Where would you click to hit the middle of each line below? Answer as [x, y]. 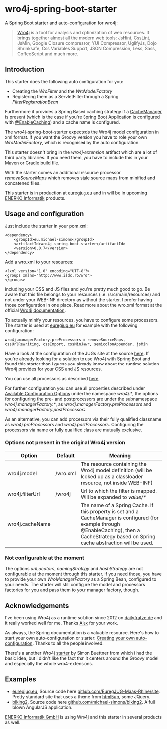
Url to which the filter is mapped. [118, 491]
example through [100, 524]
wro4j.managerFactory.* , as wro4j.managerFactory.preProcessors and [78, 404]
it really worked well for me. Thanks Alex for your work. [62, 623]
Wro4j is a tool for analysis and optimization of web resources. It [83, 32]
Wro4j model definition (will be [116, 470]
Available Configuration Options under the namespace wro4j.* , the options [82, 393]
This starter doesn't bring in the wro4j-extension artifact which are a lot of [81, 152]
